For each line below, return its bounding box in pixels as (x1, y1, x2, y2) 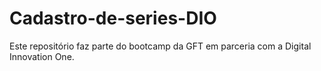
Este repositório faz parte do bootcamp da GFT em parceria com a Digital (9, 40, 312, 52)
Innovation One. (9, 50, 75, 62)
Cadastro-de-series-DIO (9, 7, 217, 30)
